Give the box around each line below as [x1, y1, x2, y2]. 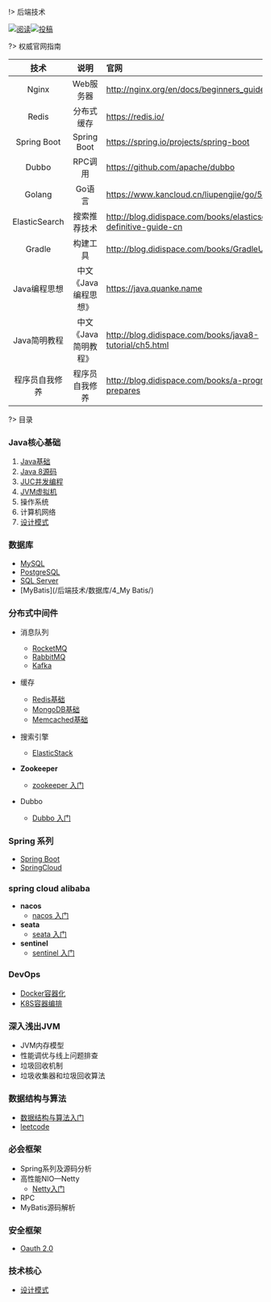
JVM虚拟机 [19, 487, 58, 497]
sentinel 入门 [31, 948, 75, 958]
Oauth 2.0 [19, 1243, 54, 1253]
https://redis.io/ [106, 112, 165, 122]
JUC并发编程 [19, 477, 64, 487]
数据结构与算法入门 [19, 1113, 85, 1123]
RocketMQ [31, 643, 68, 653]
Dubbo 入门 [31, 813, 71, 823]
